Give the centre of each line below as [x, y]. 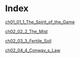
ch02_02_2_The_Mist [26, 31]
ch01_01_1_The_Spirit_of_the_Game [40, 22]
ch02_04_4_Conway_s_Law [33, 50]
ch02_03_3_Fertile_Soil [28, 41]
